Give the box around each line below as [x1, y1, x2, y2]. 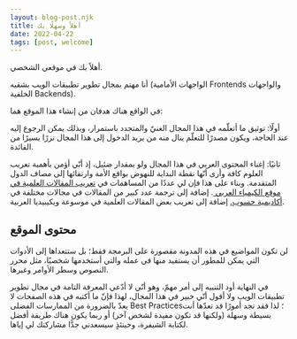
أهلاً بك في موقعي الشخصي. [10, 62, 103, 73]
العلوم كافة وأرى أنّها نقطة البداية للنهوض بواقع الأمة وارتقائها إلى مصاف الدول [10, 168, 263, 179]
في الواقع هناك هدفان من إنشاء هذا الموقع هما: [10, 105, 163, 116]
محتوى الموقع [10, 222, 77, 237]
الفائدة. [10, 142, 34, 152]
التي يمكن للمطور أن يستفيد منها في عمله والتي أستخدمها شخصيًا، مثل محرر [10, 255, 260, 266]
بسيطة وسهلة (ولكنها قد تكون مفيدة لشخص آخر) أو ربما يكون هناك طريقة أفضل [10, 310, 272, 320]
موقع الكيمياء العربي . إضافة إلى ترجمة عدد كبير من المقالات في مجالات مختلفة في [10, 187, 281, 197]
